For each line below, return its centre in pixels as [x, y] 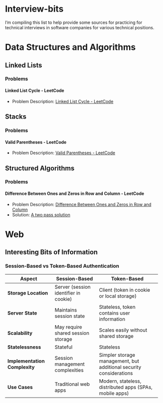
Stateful [64, 347]
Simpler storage [117, 355]
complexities [69, 370]
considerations [116, 373]
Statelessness [24, 347]
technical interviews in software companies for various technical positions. [80, 27]
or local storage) [118, 296]
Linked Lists [24, 65]
